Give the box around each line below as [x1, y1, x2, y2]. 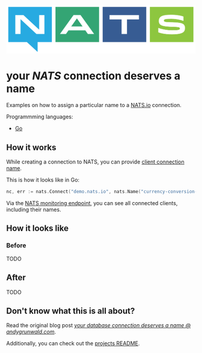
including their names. [6, 206, 61, 213]
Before [6, 241, 26, 250]
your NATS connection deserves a [6, 69, 181, 82]
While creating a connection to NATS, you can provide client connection [6, 158, 185, 165]
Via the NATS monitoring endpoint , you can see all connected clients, [6, 200, 178, 207]
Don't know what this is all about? [6, 305, 135, 316]
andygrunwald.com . [6, 328, 57, 336]
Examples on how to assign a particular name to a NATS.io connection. [6, 102, 182, 109]
